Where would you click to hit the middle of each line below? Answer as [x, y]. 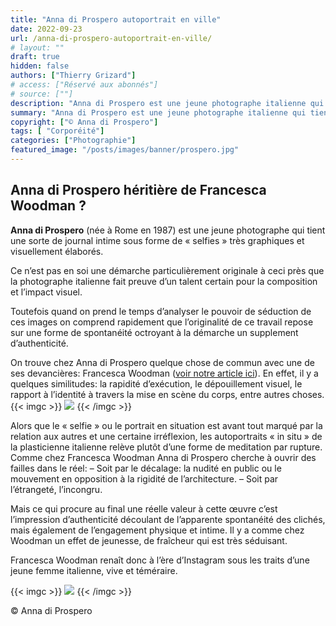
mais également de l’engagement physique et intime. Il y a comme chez [157, 530]
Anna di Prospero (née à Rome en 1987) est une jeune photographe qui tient [168, 230]
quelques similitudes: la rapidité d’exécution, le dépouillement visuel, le [156, 383]
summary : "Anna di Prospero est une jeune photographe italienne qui [158, 112]
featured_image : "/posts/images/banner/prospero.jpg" [125, 150]
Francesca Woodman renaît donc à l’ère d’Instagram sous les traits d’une [160, 560]
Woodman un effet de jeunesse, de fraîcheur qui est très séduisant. [149, 540]
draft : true [35, 57]
